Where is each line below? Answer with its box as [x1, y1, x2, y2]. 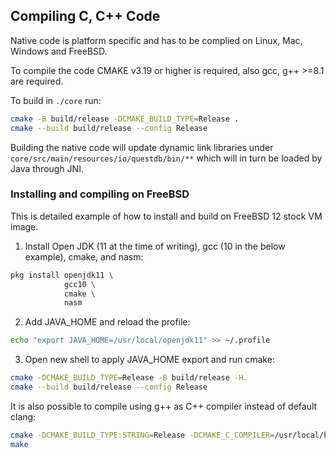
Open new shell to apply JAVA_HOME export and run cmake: [24, 354, 275, 366]
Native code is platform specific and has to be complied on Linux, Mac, [10, 34, 303, 46]
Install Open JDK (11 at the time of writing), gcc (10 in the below [24, 240, 286, 252]
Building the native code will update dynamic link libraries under [10, 141, 274, 153]
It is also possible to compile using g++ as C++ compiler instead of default [10, 400, 318, 412]
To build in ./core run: [10, 94, 102, 106]
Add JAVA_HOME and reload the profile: [24, 316, 191, 328]
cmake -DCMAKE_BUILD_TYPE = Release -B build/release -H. [10, 373, 248, 383]
